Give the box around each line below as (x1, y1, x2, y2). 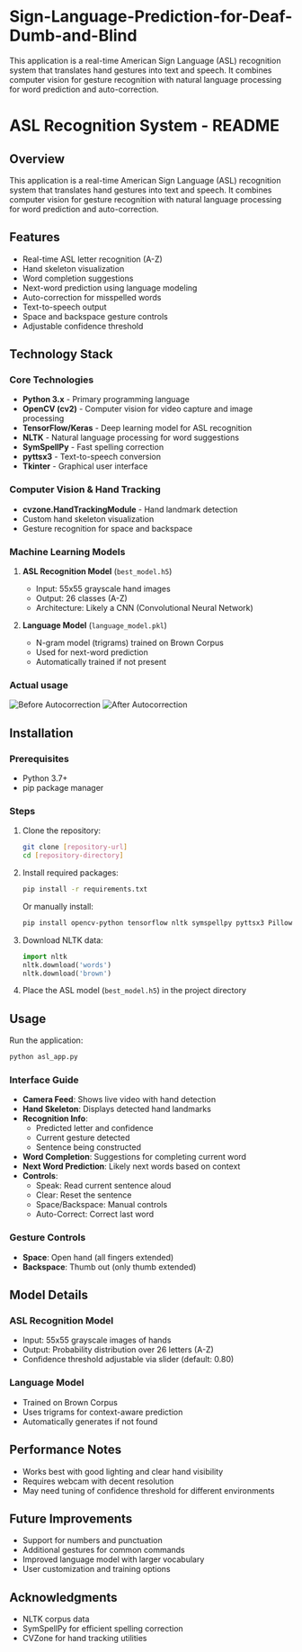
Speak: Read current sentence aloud (35, 1181, 172, 1191)
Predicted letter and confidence (35, 1123, 154, 1134)
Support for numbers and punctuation (22, 1535, 164, 1546)
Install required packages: (22, 867, 119, 878)
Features (9, 229, 60, 245)
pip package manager (22, 783, 104, 794)
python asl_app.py (9, 1053, 78, 1062)
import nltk (22, 952, 67, 961)
